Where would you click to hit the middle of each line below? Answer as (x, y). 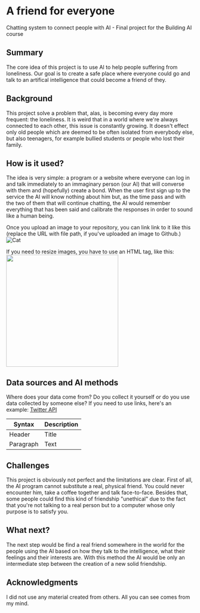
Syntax (24, 424)
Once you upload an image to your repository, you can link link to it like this (99, 228)
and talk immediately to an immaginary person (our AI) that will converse (96, 184)
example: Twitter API (32, 410)
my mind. (18, 603)
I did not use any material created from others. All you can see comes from (98, 597)
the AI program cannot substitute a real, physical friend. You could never (96, 486)
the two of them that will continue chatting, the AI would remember (88, 203)
